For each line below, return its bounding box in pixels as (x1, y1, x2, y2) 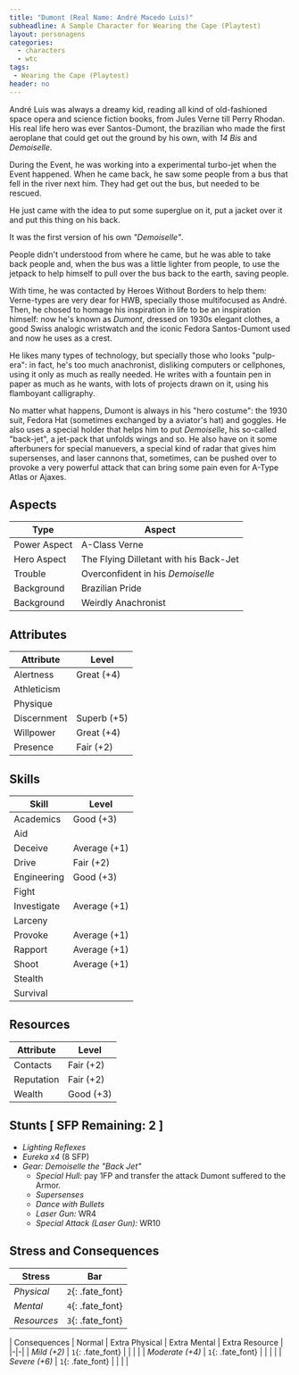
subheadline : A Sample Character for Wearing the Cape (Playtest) (9, 21, 262, 30)
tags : (9, 63, 29, 72)
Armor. (35, 1180, 61, 1190)
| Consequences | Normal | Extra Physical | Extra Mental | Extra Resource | (9, 1337, 284, 1347)
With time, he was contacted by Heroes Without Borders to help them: (9, 285, 267, 295)
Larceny (13, 915, 48, 927)
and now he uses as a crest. (9, 332, 113, 344)
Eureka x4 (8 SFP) (21, 1151, 90, 1162)
